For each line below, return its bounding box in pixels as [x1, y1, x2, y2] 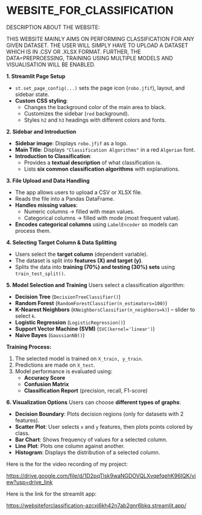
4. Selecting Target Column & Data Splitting [6, 239, 117, 246]
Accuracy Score [24, 374, 65, 381]
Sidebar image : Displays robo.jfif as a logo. [14, 139, 128, 147]
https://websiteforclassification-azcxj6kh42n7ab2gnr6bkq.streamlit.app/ [6, 502, 187, 509]
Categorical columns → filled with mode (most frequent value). [24, 214, 180, 221]
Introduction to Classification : [14, 152, 92, 160]
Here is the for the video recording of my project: [6, 460, 128, 467]
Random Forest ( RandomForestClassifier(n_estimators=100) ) [14, 299, 168, 306]
